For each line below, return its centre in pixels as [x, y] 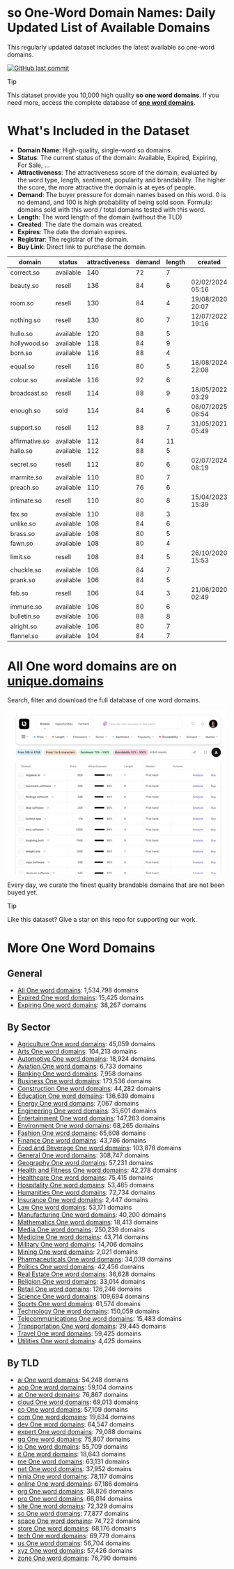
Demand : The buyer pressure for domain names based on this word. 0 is [122, 194]
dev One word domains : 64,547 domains [76, 1424]
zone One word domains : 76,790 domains [77, 1558]
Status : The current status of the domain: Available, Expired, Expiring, [117, 157]
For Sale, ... [33, 165]
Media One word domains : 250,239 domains [81, 1230]
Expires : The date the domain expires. [72, 231]
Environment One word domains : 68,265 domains [88, 1126]
